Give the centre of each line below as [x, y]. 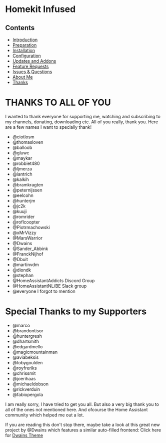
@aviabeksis [25, 357]
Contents [20, 28]
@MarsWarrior [27, 238]
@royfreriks [24, 368]
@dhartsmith [25, 341]
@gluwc [21, 153]
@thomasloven [28, 142]
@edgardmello [27, 346]
